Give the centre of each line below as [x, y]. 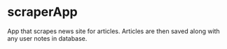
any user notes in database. [47, 38]
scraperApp [43, 12]
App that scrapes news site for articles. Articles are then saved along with [114, 31]
